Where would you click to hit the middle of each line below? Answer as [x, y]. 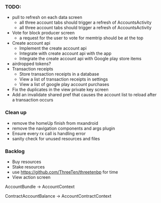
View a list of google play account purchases [64, 85]
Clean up [16, 113]
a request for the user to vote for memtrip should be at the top [81, 38]
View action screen [31, 177]
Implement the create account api [53, 48]
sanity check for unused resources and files [56, 138]
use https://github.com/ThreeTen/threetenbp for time [65, 172]
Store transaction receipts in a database [59, 74]
